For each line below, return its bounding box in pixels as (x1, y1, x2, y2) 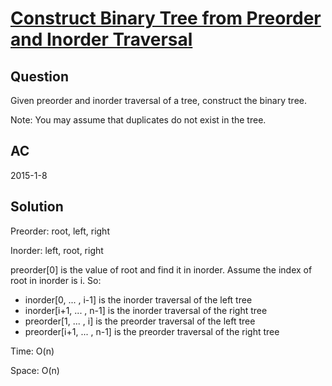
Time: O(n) (10, 345, 55, 357)
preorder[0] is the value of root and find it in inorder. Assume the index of (10, 263, 313, 276)
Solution (10, 198, 64, 216)
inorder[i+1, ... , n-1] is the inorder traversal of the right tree (24, 304, 268, 316)
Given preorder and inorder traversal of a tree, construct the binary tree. (10, 95, 307, 106)
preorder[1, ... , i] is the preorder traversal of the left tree (24, 315, 256, 327)
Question (10, 68, 69, 85)
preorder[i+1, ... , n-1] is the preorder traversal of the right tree (24, 325, 280, 337)
